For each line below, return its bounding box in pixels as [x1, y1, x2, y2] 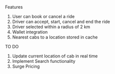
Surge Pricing [12, 63, 40, 69]
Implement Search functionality [12, 58, 76, 64]
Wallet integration [12, 29, 48, 35]
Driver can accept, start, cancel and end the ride [12, 19, 110, 24]
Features [5, 4, 23, 10]
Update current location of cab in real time [12, 53, 98, 59]
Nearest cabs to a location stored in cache [12, 34, 98, 40]
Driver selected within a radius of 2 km [12, 24, 91, 30]
